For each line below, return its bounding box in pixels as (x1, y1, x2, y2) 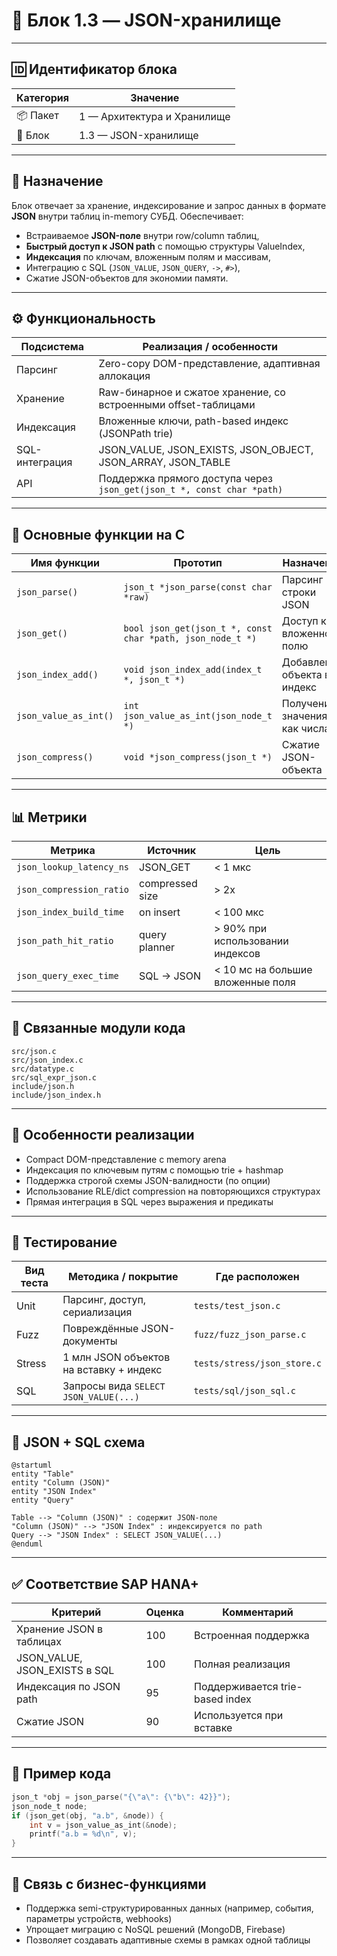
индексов (214, 947, 261, 960)
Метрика (50, 844, 96, 857)
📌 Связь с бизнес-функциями (11, 1875, 207, 1893)
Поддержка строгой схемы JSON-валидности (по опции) (25, 1174, 271, 1186)
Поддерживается (194, 1680, 279, 1694)
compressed (139, 877, 198, 890)
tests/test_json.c (193, 1300, 281, 1312)
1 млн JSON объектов (62, 1350, 171, 1364)
